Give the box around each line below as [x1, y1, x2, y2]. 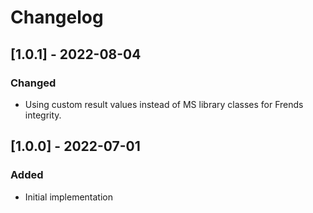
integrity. [24, 109, 62, 121]
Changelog [10, 6, 104, 29]
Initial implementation [24, 191, 114, 203]
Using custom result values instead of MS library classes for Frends [24, 98, 304, 110]
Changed [10, 76, 57, 90]
